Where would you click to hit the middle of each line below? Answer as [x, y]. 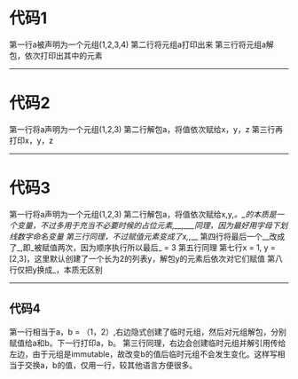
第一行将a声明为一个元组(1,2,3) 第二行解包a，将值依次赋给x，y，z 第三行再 [146, 129]
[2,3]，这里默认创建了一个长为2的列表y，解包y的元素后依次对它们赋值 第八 [146, 258]
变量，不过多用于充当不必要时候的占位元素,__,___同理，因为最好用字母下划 [152, 225]
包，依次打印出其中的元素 [56, 55]
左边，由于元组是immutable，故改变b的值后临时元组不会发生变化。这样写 [143, 354]
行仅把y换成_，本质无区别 [56, 269]
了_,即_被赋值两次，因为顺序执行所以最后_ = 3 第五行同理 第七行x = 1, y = [143, 247]
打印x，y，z [31, 140]
